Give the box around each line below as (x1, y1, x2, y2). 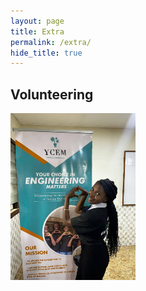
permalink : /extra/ (10, 37, 92, 47)
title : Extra (10, 26, 65, 37)
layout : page (10, 16, 65, 26)
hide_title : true (10, 48, 83, 58)
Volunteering (10, 86, 94, 103)
